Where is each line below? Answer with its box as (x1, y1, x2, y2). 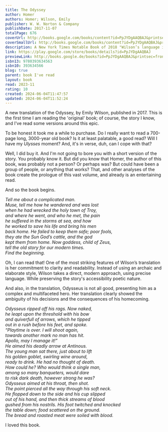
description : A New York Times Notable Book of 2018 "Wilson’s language (5, 45, 160, 50)
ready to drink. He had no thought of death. (5, 359, 95, 365)
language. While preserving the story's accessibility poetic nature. (5, 275, 141, 281)
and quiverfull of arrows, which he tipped (5, 317, 91, 323)
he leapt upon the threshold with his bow (5, 311, 89, 317)
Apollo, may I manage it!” (5, 338, 57, 344)
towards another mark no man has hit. (5, 332, 84, 339)
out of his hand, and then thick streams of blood (5, 396, 105, 402)
